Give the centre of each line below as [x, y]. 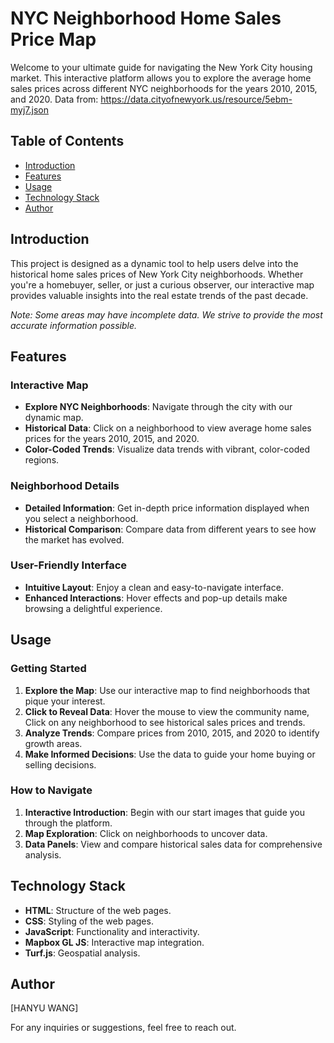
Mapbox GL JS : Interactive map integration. [114, 942]
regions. [42, 460]
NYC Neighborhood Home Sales [146, 18]
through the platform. [68, 823]
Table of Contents [67, 141]
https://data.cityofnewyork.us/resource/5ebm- [196, 99]
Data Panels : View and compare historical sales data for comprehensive [173, 844]
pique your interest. [65, 701]
